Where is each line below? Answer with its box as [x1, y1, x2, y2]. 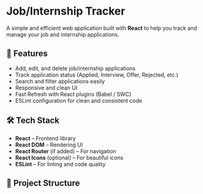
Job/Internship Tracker [6, 4, 126, 18]
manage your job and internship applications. [6, 30, 120, 38]
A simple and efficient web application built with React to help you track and [6, 24, 198, 32]
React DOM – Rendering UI [15, 141, 83, 148]
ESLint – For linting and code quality [15, 160, 106, 168]
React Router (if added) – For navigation [15, 147, 117, 154]
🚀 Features [6, 49, 48, 59]
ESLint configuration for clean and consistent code [15, 97, 143, 104]
